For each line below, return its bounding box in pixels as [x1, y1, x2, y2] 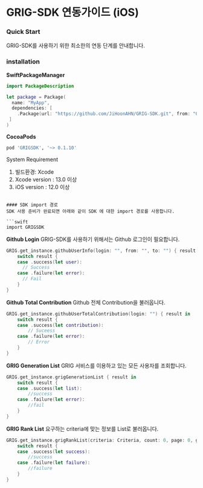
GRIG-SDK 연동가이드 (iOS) [6, 5, 139, 19]
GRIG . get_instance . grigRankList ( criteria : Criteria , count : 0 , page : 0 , [6, 437, 193, 443]
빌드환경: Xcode [14, 168, 54, 176]
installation [6, 58, 40, 66]
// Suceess [28, 328, 56, 334]
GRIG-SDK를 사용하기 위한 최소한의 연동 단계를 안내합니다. [6, 42, 145, 49]
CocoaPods [6, 133, 36, 140]
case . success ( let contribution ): [17, 322, 104, 328]
